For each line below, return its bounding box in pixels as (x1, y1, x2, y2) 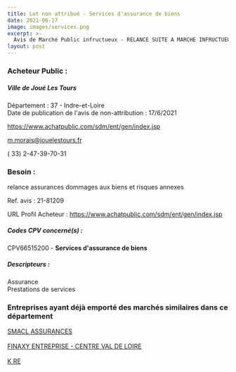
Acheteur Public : (7, 66, 68, 76)
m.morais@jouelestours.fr (7, 135, 82, 144)
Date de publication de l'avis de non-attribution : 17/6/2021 (7, 108, 177, 117)
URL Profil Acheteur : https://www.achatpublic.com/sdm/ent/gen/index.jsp (7, 210, 223, 218)
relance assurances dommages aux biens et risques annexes (7, 183, 184, 192)
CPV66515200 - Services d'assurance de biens (7, 244, 147, 253)
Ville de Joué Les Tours (7, 84, 77, 92)
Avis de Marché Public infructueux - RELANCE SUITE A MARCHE (13, 36, 197, 44)
